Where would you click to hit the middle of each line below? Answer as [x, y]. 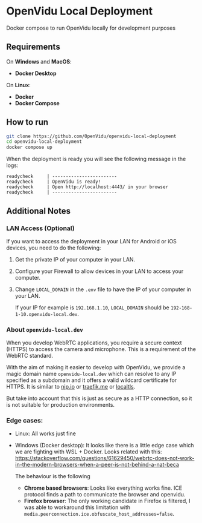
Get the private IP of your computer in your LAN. [75, 259]
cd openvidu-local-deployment [44, 142]
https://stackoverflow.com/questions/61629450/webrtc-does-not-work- [105, 458]
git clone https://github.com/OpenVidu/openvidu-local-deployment [91, 136]
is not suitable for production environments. [61, 405]
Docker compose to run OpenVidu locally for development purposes [91, 28]
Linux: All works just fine [46, 433]
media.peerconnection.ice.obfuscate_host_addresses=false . [99, 514]
